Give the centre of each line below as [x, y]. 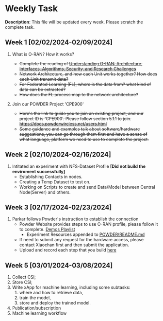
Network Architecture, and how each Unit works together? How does [88, 74]
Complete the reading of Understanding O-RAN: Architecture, [81, 63]
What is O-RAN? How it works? [43, 54]
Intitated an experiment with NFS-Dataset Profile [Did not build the [79, 166]
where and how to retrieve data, [51, 293]
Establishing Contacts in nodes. [51, 177]
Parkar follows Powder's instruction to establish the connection [75, 219]
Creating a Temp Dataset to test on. [55, 182]
